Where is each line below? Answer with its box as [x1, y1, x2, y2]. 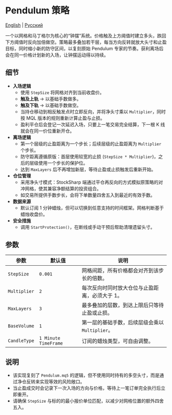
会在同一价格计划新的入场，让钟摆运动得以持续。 [5, 52, 109, 58]
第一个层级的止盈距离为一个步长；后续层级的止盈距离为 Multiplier [20, 141, 162, 147]
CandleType [8, 338, 34, 344]
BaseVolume [8, 323, 34, 329]
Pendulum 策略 [5, 5, 70, 16]
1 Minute [39, 335, 60, 341]
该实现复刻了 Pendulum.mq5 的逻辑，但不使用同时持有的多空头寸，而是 [12, 372, 160, 379]
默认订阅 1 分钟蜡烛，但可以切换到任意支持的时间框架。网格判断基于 [20, 205, 164, 211]
